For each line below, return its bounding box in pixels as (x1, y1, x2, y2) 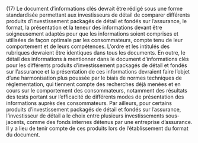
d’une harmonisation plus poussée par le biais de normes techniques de (6, 74, 182, 81)
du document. (6, 131, 40, 138)
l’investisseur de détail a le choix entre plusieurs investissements (6, 112, 164, 119)
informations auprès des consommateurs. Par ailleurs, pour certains (6, 100, 172, 106)
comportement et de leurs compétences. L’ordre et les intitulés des (6, 43, 170, 50)
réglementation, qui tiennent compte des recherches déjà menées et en (6, 81, 181, 88)
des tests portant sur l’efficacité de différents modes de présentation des (6, 93, 184, 100)
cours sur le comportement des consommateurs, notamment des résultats (6, 87, 188, 94)
